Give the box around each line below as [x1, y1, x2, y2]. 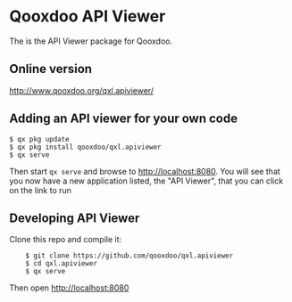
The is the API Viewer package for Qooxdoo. [9, 36, 172, 46]
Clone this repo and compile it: [9, 234, 122, 245]
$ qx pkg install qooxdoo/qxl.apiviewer [9, 143, 163, 151]
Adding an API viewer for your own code [9, 111, 238, 127]
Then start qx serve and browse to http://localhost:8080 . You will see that [9, 166, 281, 176]
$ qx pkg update [9, 135, 70, 143]
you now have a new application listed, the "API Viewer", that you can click [9, 175, 284, 186]
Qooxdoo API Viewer [9, 6, 166, 27]
